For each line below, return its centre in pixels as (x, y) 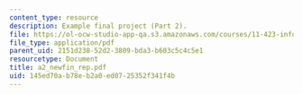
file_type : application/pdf (62, 43)
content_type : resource (54, 17)
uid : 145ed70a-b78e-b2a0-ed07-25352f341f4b (92, 76)
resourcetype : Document (54, 59)
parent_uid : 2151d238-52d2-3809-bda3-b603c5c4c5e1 (106, 51)
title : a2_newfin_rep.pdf (58, 68)
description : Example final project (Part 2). (98, 26)
